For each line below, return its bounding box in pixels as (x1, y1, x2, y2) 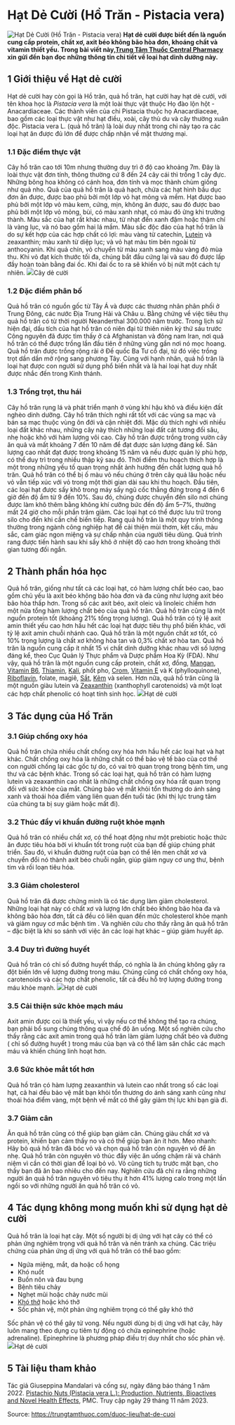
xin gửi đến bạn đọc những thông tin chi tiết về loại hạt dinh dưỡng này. (7, 53, 219, 61)
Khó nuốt (17, 1267, 44, 1276)
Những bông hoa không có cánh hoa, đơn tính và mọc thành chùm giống (7, 178, 217, 187)
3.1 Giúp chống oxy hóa (7, 731, 88, 741)
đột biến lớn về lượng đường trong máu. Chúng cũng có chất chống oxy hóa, (7, 968, 228, 977)
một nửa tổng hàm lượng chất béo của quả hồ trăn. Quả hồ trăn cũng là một (7, 606, 226, 615)
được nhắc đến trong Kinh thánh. (7, 370, 102, 378)
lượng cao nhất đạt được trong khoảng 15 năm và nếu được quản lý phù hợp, (7, 448, 228, 456)
